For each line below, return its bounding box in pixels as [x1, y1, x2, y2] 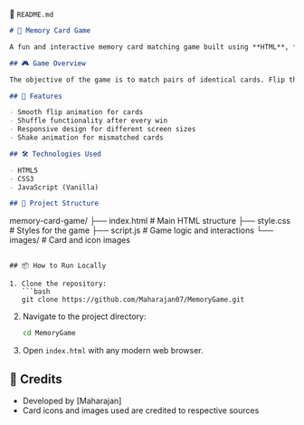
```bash [21, 287, 51, 296]
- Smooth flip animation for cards [9, 108, 144, 117]
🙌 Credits [9, 372, 63, 387]
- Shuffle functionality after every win [9, 116, 168, 126]
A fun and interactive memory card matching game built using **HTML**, [9, 42, 290, 52]
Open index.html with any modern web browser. [22, 345, 204, 356]
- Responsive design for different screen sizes [9, 125, 196, 134]
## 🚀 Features [9, 92, 63, 101]
